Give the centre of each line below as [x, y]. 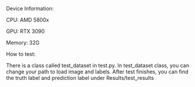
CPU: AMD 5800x [28, 20]
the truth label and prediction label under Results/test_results [80, 78]
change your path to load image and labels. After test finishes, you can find [97, 72]
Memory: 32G [23, 43]
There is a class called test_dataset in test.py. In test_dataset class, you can [98, 65]
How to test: [21, 54]
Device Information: [30, 9]
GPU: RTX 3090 [26, 31]
